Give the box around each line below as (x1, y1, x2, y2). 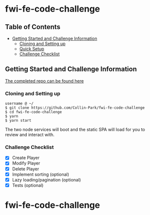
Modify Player (12, 160, 40, 166)
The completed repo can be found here (5, 78, 84, 83)
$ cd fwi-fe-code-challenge (5, 110, 62, 115)
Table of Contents (5, 23, 61, 31)
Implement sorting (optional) (12, 171, 70, 177)
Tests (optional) (12, 182, 44, 188)
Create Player (12, 155, 40, 161)
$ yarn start (5, 118, 32, 123)
